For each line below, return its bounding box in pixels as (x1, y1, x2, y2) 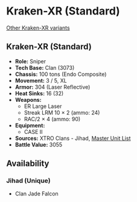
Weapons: (14, 96, 42, 103)
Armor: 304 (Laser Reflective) (14, 83, 91, 90)
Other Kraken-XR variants (6, 24, 71, 31)
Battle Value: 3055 (14, 140, 63, 148)
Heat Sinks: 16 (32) (14, 89, 64, 97)
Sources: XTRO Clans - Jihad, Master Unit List (14, 134, 131, 142)
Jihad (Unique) (6, 177, 51, 185)
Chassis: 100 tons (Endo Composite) (14, 71, 107, 78)
